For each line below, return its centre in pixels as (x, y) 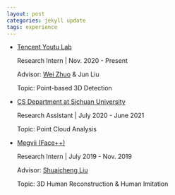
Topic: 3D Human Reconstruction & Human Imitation (92, 184)
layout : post (26, 14)
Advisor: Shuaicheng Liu (52, 170)
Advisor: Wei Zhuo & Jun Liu (58, 74)
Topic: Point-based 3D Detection (64, 88)
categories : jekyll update (46, 20)
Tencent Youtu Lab (44, 47)
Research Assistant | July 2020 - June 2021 (80, 116)
